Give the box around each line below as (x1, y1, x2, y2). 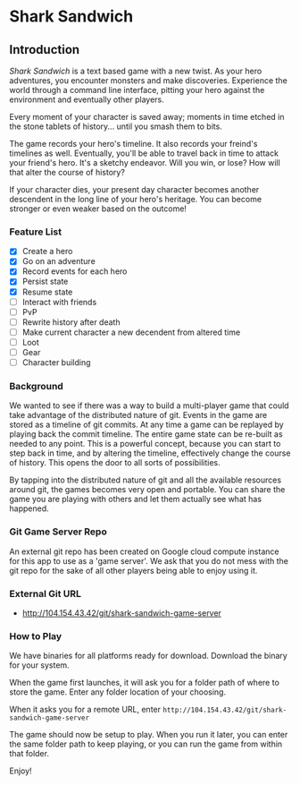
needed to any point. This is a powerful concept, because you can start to (9, 439, 281, 449)
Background (9, 380, 64, 392)
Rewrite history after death (21, 316, 121, 328)
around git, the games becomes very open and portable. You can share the (9, 484, 286, 495)
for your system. (9, 660, 70, 670)
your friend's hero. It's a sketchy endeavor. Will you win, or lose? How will (9, 158, 281, 167)
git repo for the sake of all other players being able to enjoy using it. (9, 565, 258, 576)
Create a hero (21, 246, 73, 257)
